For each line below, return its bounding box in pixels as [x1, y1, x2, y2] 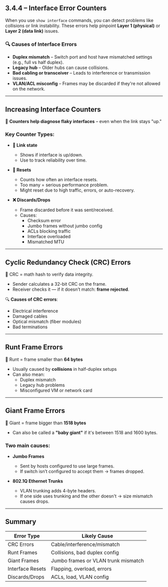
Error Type [14, 532, 40, 539]
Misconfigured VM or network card [19, 387, 92, 393]
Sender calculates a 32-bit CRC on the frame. [12, 281, 106, 287]
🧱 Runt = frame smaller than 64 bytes [5, 356, 83, 362]
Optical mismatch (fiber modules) [12, 319, 81, 325]
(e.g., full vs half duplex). [12, 60, 64, 66]
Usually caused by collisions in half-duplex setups [12, 366, 117, 372]
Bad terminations [12, 324, 48, 330]
